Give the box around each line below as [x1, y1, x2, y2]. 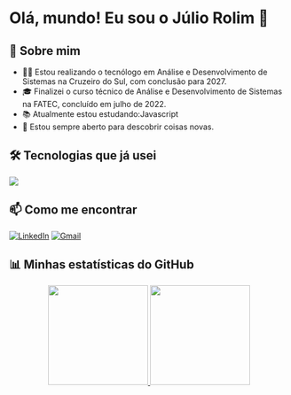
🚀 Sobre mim [9, 43, 82, 58]
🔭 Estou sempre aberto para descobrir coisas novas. [21, 121, 215, 132]
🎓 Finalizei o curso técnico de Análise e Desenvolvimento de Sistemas [21, 86, 282, 97]
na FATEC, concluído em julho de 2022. [21, 99, 167, 109]
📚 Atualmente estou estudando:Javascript [21, 109, 179, 119]
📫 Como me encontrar [9, 203, 138, 218]
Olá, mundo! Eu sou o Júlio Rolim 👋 [9, 8, 269, 28]
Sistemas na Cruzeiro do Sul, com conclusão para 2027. [21, 76, 227, 87]
